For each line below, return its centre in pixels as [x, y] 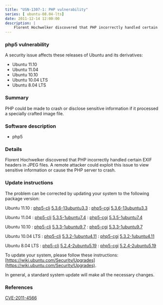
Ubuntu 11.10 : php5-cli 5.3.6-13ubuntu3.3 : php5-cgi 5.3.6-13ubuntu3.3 [76, 208]
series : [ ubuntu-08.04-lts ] [35, 14]
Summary [17, 98]
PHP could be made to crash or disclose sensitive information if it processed [82, 108]
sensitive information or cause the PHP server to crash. [60, 170]
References [19, 287]
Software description [31, 126]
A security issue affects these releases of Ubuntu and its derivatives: [74, 55]
